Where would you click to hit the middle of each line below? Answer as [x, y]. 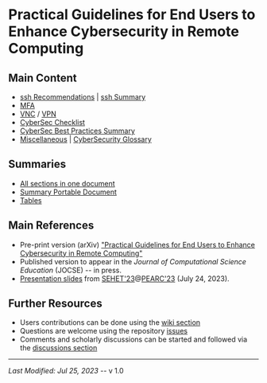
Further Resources [55, 304]
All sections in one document [67, 183]
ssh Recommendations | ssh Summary [83, 97]
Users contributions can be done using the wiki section [110, 322]
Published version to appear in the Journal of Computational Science [133, 261]
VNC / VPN [38, 114]
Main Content [43, 78]
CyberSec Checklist [52, 122]
